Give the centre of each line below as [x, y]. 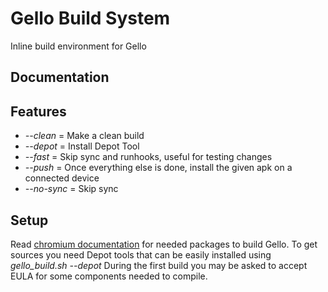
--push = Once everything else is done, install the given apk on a [158, 168]
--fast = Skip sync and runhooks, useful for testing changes [148, 157]
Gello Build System [90, 18]
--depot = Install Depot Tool [82, 146]
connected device [62, 178]
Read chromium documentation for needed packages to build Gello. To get [164, 244]
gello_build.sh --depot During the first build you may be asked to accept [159, 265]
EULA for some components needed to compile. [109, 276]
